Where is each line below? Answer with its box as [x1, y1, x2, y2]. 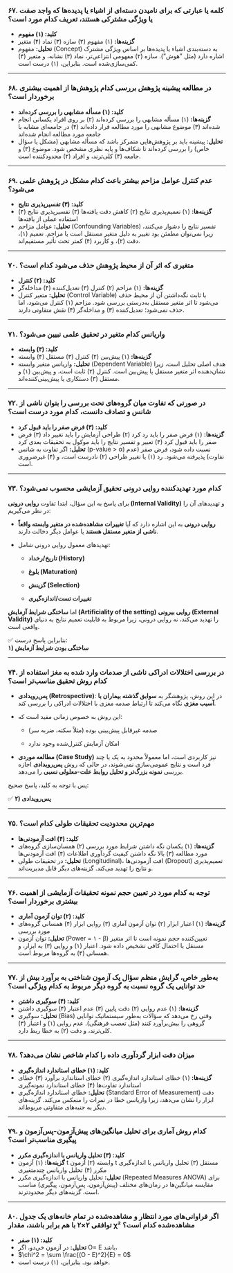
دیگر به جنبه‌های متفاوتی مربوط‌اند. [17, 1103, 106, 1111]
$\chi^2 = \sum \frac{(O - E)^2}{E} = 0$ [17, 1251, 131, 1259]
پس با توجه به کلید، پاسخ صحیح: [8, 781, 89, 790]
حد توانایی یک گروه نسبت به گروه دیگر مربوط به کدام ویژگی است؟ [8, 981, 205, 990]
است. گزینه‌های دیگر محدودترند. [17, 1187, 100, 1196]
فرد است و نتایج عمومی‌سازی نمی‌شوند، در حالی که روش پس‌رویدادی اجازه [17, 760, 212, 769]
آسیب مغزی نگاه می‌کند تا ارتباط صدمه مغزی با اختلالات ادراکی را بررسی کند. [17, 699, 216, 708]
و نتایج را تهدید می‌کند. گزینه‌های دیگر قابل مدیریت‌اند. [17, 864, 153, 872]
